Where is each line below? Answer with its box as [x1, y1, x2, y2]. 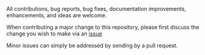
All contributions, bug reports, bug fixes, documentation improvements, [6, 5, 187, 12]
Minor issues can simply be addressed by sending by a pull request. [6, 42, 178, 49]
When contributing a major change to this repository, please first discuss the [6, 24, 199, 31]
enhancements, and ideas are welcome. [6, 12, 107, 19]
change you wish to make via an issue [6, 30, 102, 37]
